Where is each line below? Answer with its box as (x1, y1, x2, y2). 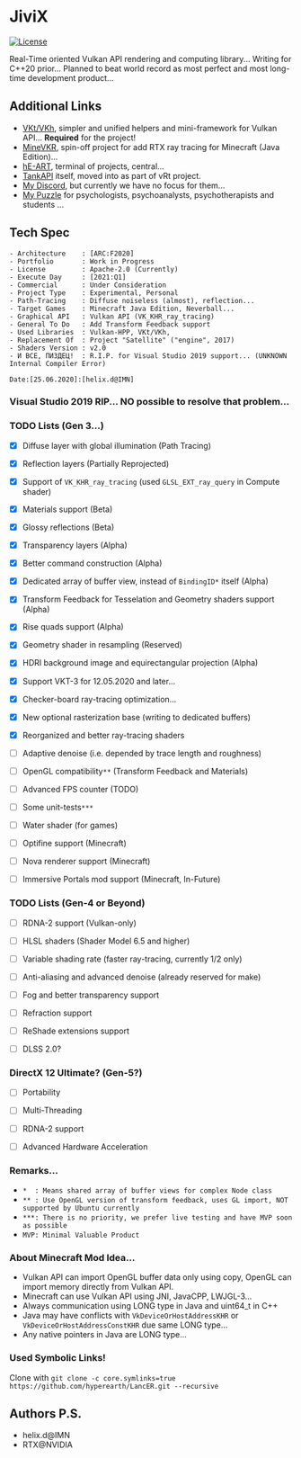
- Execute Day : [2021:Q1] (9, 273, 127, 282)
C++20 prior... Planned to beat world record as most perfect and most (9, 63, 269, 74)
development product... (27, 72, 114, 83)
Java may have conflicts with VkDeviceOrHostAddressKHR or (22, 1310, 239, 1321)
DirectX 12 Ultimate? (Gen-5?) (9, 1067, 143, 1078)
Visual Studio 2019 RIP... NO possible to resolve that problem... (9, 396, 290, 408)
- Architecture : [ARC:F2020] (9, 249, 135, 258)
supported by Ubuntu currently (22, 1203, 140, 1212)
